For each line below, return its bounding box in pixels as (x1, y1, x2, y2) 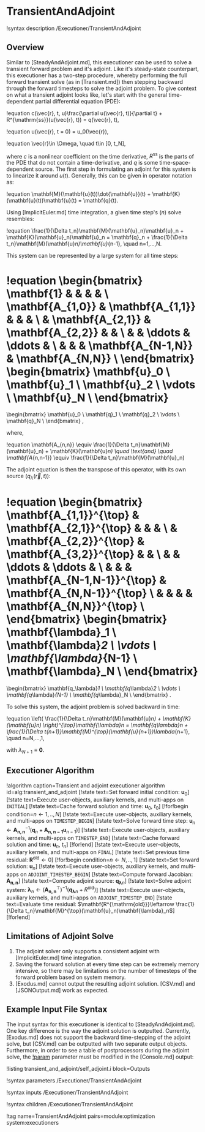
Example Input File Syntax (6, 1004, 108, 1014)
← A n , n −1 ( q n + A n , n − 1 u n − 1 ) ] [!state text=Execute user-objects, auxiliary (6, 825, 190, 835)
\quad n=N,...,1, (6, 735, 45, 742)
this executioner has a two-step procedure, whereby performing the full (6, 72, 187, 79)
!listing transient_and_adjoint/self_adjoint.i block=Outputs (6, 1065, 151, 1072)
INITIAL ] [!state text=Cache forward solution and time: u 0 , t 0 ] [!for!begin (6, 803, 188, 812)
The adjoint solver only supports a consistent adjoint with (15, 947, 160, 954)
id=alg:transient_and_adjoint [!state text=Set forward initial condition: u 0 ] (6, 788, 190, 797)
